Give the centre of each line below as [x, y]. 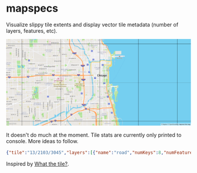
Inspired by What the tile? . [38, 164]
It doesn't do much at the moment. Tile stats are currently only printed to [94, 135]
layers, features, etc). [32, 30]
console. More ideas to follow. [42, 141]
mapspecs [32, 8]
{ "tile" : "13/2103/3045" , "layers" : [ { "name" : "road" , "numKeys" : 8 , [85, 153]
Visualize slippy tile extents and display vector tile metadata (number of [92, 25]
